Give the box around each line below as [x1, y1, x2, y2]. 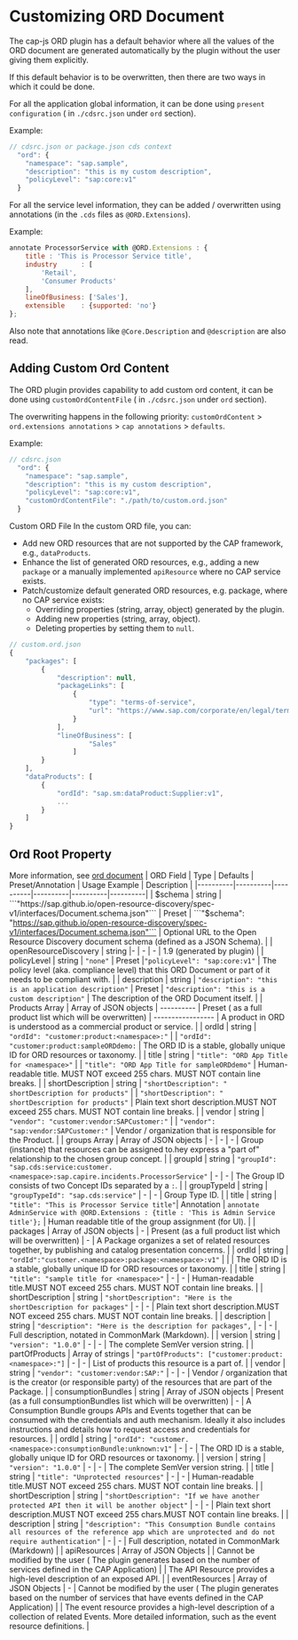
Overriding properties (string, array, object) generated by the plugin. [35, 604, 286, 614]
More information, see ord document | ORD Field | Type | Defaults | [9, 869, 255, 881]
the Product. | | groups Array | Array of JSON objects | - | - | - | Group [9, 1134, 264, 1145]
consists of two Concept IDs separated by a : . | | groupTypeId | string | [9, 1180, 268, 1190]
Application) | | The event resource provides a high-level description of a [9, 1602, 275, 1612]
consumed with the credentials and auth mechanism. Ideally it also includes [9, 1414, 286, 1425]
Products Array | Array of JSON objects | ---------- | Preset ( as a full [9, 1002, 263, 1012]
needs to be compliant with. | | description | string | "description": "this [9, 973, 278, 984]
